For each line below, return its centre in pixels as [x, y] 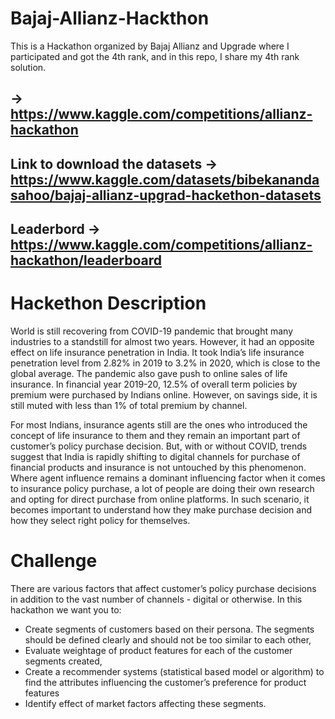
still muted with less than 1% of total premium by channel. [129, 406]
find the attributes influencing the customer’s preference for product [165, 682]
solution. [28, 67]
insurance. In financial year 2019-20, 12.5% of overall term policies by [154, 384]
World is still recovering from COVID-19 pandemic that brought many [152, 331]
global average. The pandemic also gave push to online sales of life [149, 374]
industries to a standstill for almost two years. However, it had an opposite [162, 342]
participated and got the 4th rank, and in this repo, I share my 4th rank [155, 56]
